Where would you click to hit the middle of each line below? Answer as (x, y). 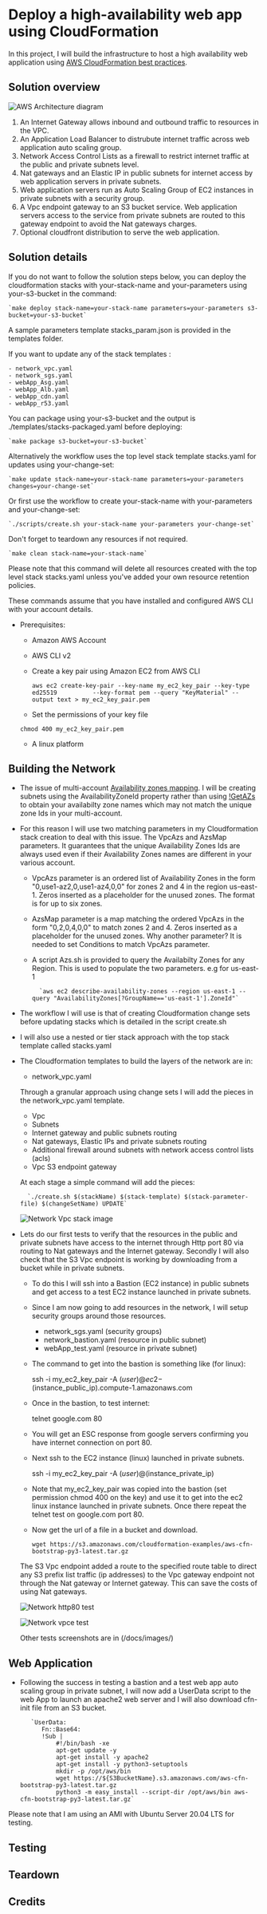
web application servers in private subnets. (90, 181)
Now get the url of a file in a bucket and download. (115, 1530)
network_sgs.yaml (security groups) (103, 1332)
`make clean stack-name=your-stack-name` (78, 553)
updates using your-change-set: (61, 464)
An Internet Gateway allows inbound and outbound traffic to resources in (139, 122)
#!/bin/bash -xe (82, 1744)
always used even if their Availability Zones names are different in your (136, 854)
